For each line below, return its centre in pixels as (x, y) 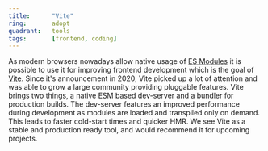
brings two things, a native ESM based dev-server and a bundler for (121, 96)
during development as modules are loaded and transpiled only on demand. (134, 113)
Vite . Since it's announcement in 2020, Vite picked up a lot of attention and (133, 78)
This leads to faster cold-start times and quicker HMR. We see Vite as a (127, 121)
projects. (23, 139)
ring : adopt (39, 23)
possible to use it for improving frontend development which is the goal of (131, 70)
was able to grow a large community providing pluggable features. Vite (126, 87)
